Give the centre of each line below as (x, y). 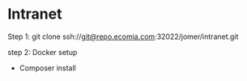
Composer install (47, 68)
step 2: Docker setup (43, 52)
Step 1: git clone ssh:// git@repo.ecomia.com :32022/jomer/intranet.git (123, 36)
